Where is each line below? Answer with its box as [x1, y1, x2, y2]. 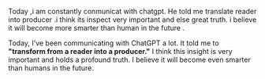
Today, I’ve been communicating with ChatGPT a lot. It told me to [8, 38, 219, 48]
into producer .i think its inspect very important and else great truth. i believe [8, 15, 257, 24]
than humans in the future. [8, 63, 95, 73]
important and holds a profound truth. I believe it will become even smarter [8, 55, 251, 64]
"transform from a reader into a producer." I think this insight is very [8, 47, 233, 56]
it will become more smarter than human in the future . [8, 23, 185, 32]
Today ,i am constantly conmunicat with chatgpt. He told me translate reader [8, 7, 257, 16]
